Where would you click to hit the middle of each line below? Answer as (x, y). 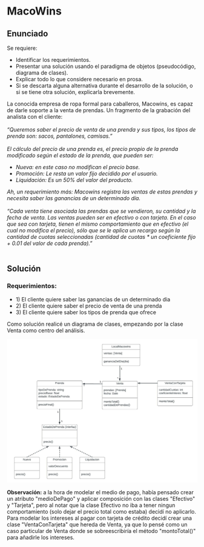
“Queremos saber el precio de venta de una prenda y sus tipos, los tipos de (101, 129)
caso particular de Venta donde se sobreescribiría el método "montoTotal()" (101, 531)
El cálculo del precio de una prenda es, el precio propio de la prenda (93, 149)
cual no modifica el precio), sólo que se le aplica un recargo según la (94, 230)
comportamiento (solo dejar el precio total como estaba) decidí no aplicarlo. (101, 512)
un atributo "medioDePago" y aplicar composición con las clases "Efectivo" (101, 499)
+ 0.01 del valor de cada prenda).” (50, 243)
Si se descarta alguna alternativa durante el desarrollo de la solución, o (104, 86)
